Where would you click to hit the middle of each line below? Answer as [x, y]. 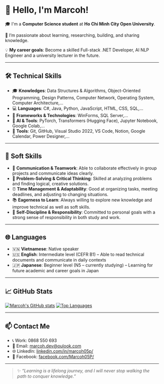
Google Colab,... [28, 126]
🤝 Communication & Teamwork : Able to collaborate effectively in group [84, 168]
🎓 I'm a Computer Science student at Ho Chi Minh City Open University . [80, 24]
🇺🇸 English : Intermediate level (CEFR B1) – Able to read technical [78, 255]
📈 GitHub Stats [29, 291]
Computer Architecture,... [38, 103]
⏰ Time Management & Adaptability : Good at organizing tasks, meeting [85, 189]
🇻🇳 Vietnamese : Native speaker [45, 249]
